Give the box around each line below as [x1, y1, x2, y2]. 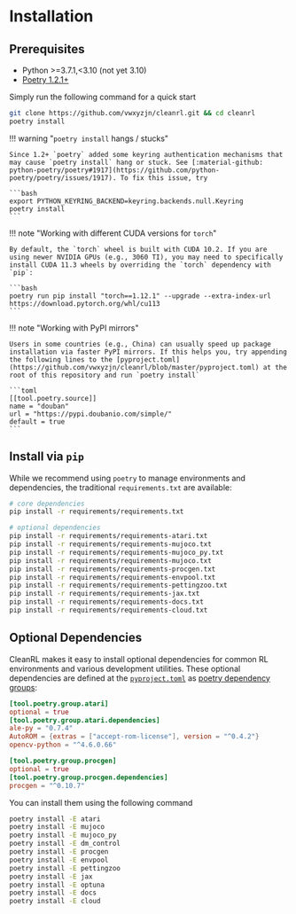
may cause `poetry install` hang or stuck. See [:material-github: [9, 158, 264, 167]
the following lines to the [9, 355, 113, 364]
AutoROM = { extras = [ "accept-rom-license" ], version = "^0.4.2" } [9, 732, 260, 741]
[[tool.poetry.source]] [9, 394, 97, 402]
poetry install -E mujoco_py [9, 831, 117, 840]
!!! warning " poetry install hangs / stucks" [9, 133, 169, 144]
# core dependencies [9, 499, 86, 508]
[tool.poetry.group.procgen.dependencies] [9, 773, 168, 782]
